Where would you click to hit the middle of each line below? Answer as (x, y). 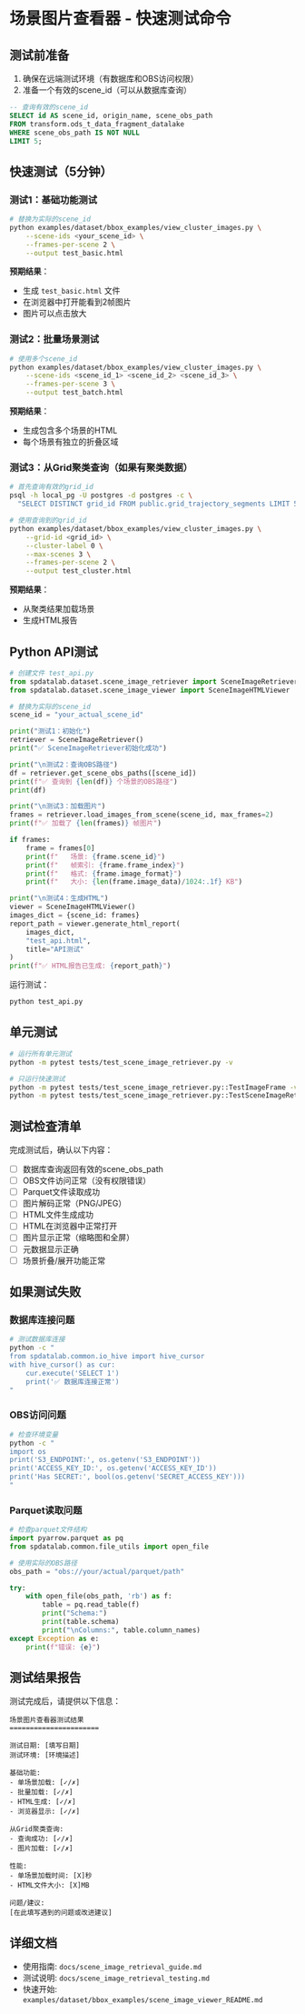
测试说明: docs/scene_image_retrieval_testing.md (116, 1978)
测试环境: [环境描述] (44, 1756)
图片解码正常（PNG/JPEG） (74, 1203)
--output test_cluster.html (79, 571)
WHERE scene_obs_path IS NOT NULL (75, 133)
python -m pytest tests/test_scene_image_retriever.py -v (121, 1062)
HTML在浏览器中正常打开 (70, 1226)
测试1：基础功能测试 (54, 199)
